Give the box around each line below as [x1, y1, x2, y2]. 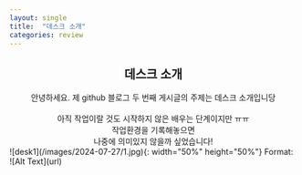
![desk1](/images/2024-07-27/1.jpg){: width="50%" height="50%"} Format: [9, 147, 294, 158]
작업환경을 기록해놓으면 [111, 125, 195, 136]
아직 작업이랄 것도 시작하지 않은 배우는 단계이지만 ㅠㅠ [57, 113, 250, 124]
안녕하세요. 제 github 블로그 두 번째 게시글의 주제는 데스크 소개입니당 [30, 92, 276, 103]
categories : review [9, 30, 84, 39]
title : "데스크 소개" [9, 22, 87, 31]
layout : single [9, 13, 68, 23]
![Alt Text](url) [9, 156, 62, 167]
